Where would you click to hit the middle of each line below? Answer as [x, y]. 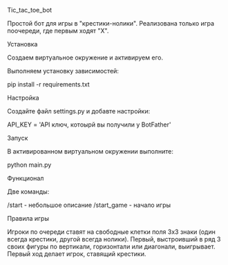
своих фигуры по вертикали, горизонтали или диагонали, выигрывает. [111, 246]
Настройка [23, 98]
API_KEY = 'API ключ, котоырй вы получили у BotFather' [89, 125]
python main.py [29, 165]
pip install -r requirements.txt [48, 84]
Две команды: [28, 192]
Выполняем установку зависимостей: [63, 71]
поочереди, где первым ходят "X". [58, 31]
